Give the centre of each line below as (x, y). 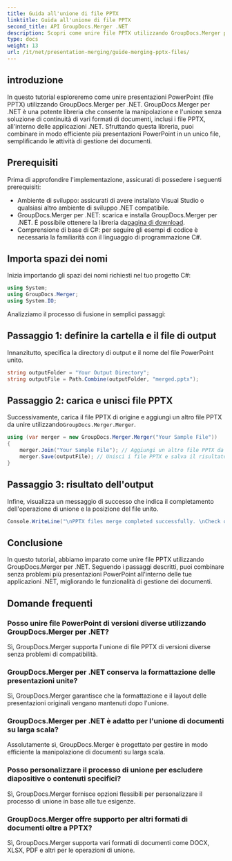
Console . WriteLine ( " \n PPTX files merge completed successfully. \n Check (114, 521)
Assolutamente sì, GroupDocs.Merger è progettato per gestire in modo (108, 745)
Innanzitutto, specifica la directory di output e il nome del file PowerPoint (110, 352)
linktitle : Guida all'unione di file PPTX (69, 20)
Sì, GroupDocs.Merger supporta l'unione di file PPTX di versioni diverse (109, 646)
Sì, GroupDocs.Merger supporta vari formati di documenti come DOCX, (108, 843)
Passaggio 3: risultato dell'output (80, 485)
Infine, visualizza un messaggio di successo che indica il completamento (110, 501)
